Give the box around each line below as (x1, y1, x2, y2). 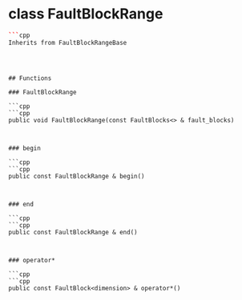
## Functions (8, 74, 52, 82)
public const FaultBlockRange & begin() (8, 172, 146, 180)
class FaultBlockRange (8, 5, 163, 23)
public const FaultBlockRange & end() (8, 228, 138, 236)
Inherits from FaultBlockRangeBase (8, 38, 127, 46)
